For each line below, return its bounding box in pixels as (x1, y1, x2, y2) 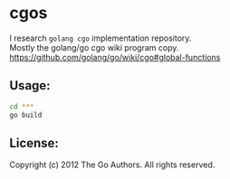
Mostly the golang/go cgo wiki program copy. (9, 42, 179, 52)
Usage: (9, 78, 52, 93)
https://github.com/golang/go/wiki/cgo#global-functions (9, 52, 221, 62)
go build (9, 110, 43, 119)
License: (9, 135, 59, 151)
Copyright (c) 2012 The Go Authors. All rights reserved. (9, 159, 216, 170)
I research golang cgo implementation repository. (9, 33, 192, 43)
